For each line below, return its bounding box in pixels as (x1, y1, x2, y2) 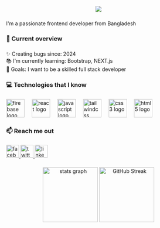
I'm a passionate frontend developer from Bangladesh (6, 20, 137, 27)
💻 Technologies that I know (6, 80, 87, 89)
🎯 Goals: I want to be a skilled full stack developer (6, 66, 127, 73)
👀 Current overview (6, 35, 63, 43)
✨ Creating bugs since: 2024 (6, 50, 76, 57)
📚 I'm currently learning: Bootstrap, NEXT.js (6, 57, 113, 64)
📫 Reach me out (6, 127, 54, 135)
